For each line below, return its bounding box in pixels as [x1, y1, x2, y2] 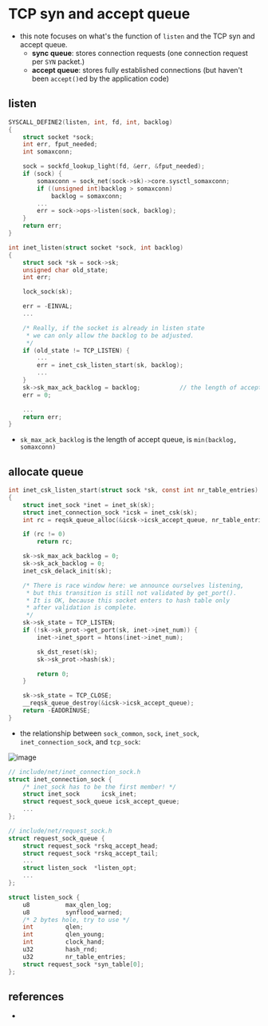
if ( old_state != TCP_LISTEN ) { [22, 346, 130, 354]
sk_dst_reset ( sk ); [37, 648, 98, 656]
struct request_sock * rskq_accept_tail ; [22, 849, 159, 857]
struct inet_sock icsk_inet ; [22, 790, 137, 798]
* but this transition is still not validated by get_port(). [26, 589, 238, 597]
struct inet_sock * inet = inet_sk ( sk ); [22, 501, 156, 509]
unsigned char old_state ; [22, 265, 109, 274]
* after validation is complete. [26, 604, 137, 612]
